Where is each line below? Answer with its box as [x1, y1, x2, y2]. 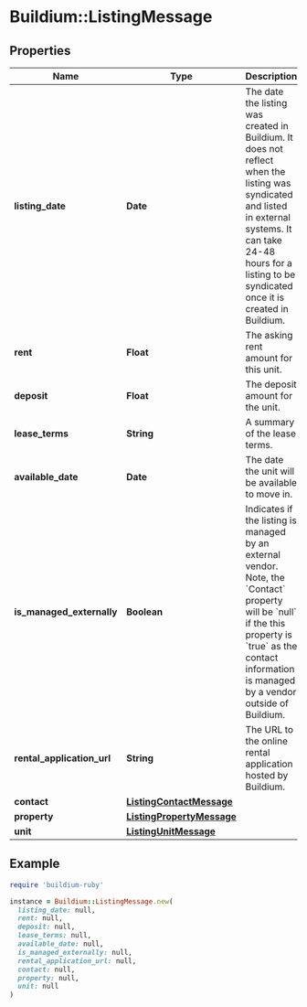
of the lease [245, 427, 297, 440]
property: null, [17, 973, 79, 982]
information [245, 663, 295, 675]
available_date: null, [17, 939, 104, 948]
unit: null [17, 981, 59, 991]
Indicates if [245, 503, 293, 515]
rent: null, [17, 914, 64, 923]
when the [245, 166, 286, 177]
